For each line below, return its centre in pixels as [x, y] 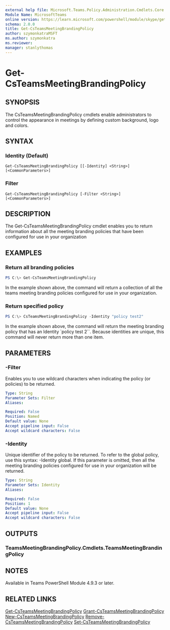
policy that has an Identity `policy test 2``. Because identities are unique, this [85, 332]
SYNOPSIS [23, 102]
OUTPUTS [22, 534]
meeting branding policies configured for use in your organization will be [81, 466]
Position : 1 [18, 504]
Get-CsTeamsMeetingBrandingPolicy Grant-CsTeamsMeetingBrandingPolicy [85, 611]
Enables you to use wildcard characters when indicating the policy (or [78, 378]
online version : [22, 19]
